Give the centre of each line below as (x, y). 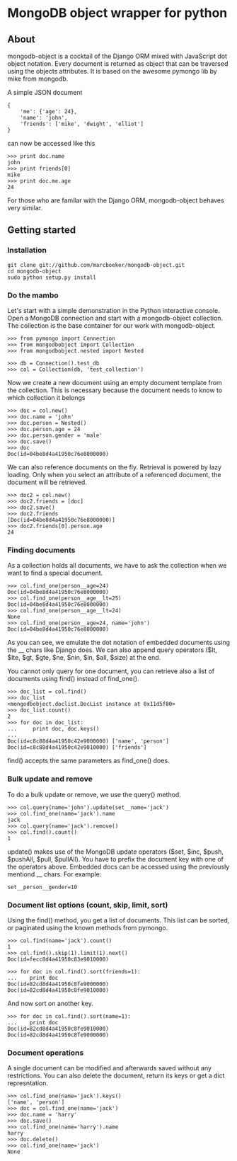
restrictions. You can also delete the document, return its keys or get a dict (116, 1076)
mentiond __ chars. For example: (54, 874)
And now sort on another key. (50, 1003)
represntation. (28, 1083)
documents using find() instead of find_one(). (73, 679)
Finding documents (41, 550)
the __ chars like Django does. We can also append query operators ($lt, (112, 650)
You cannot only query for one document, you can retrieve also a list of (111, 671)
